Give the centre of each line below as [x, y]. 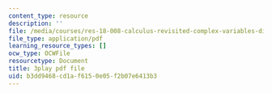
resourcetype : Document [49, 61]
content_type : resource [49, 16]
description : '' [36, 23]
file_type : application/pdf [56, 38]
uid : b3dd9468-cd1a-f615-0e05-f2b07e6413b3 [83, 76]
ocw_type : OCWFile [39, 53]
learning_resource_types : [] [57, 46]
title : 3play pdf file [47, 69]
